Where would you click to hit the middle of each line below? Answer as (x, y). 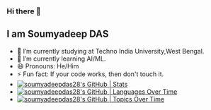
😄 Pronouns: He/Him (48, 66)
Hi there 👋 (24, 11)
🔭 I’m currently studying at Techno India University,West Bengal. (110, 51)
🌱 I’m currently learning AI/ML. (61, 59)
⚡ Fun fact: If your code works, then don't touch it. (90, 74)
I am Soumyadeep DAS (58, 34)
